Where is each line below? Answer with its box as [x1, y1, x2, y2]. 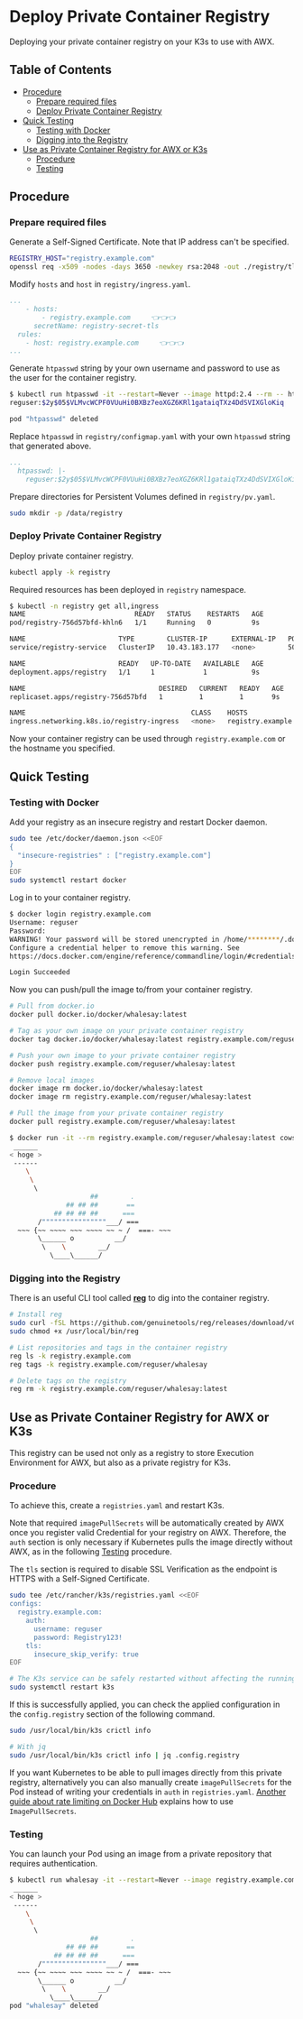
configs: [9, 1600, 42, 1609]
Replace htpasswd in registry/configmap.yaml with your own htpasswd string [9, 430, 291, 441]
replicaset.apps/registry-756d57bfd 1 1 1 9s [9, 692, 280, 701]
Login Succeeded [9, 968, 70, 977]
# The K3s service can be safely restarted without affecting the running [9, 1674, 297, 1683]
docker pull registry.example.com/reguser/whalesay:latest [9, 1117, 236, 1127]
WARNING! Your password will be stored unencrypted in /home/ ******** [9, 935, 280, 944]
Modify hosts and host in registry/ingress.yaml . [9, 279, 191, 290]
